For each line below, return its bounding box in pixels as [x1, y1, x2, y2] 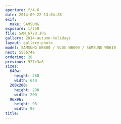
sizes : [5, 64, 19, 69]
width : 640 [14, 78, 37, 83]
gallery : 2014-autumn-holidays [5, 36, 71, 41]
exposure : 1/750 [5, 26, 39, 31]
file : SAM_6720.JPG [5, 31, 46, 36]
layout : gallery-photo [5, 40, 53, 46]
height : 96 [14, 102, 37, 107]
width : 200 [14, 92, 37, 97]
